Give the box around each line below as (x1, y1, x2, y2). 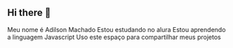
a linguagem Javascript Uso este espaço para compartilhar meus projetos (7, 33, 221, 41)
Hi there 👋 (7, 7, 51, 19)
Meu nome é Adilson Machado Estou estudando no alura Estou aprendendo (7, 25, 226, 33)
